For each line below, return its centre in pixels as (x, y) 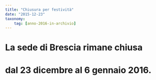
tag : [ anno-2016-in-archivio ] (45, 23)
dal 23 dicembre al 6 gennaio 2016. (78, 70)
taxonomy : (15, 19)
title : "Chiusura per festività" (39, 10)
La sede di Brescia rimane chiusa (74, 48)
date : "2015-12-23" (25, 14)
